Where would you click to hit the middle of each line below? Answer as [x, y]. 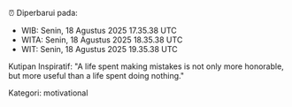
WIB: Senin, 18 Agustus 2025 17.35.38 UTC [99, 31]
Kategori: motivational [48, 93]
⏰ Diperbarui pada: [43, 13]
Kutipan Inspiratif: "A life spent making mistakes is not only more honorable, [146, 66]
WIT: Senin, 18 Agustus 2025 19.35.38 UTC [99, 49]
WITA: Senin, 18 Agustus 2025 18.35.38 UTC [102, 40]
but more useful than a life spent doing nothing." [96, 76]
